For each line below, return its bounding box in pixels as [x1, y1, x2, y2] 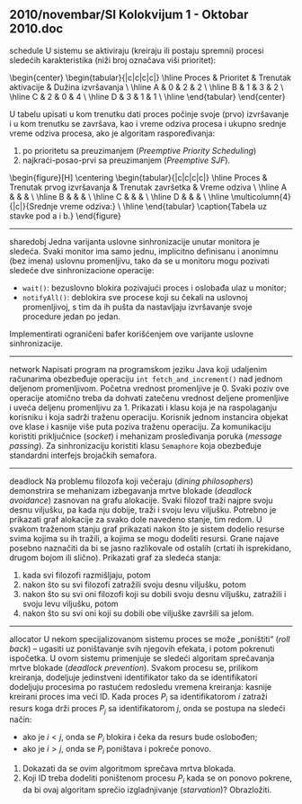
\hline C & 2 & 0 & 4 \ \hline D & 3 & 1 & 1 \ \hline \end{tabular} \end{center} [9, 91, 286, 102]
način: [9, 714, 32, 725]
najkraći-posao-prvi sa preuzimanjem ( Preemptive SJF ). [22, 155, 231, 165]
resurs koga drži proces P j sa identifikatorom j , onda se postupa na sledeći [9, 702, 286, 716]
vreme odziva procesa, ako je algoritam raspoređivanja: [9, 128, 216, 138]
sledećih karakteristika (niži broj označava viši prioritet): [9, 54, 217, 66]
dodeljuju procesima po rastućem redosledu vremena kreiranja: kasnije [9, 681, 272, 692]
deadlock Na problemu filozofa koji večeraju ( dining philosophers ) [9, 476, 253, 487]
